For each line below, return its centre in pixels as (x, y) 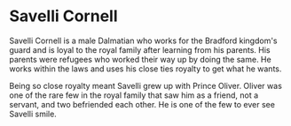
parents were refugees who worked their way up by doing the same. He (141, 59)
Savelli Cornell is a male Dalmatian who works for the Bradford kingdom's (143, 41)
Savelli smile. (33, 114)
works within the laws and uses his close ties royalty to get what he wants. (145, 69)
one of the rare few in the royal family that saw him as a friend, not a (134, 95)
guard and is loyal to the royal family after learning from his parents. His (140, 49)
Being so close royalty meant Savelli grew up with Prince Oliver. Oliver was (145, 85)
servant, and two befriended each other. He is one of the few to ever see (142, 104)
